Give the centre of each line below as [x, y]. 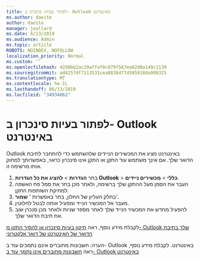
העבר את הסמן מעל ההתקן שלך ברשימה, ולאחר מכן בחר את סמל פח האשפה [101, 184]
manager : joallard [29, 28]
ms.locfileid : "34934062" [38, 95]
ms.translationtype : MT [36, 78]
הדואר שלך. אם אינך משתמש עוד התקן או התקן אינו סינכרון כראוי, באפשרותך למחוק [100, 160]
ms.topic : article [29, 45]
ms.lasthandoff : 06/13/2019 [41, 89]
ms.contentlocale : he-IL [37, 84]
